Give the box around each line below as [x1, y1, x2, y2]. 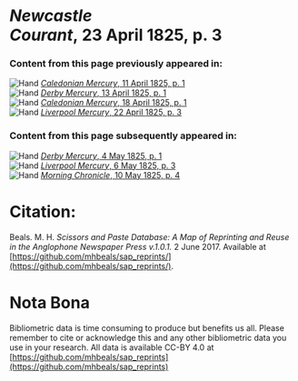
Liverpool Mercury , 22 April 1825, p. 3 [40, 106, 182, 118]
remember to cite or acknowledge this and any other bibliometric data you [9, 332, 287, 343]
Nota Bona [9, 292, 91, 313]
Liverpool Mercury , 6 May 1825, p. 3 [40, 160, 176, 171]
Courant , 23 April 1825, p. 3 [9, 25, 223, 45]
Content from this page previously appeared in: [9, 57, 223, 70]
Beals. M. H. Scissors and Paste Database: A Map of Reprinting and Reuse [9, 231, 290, 242]
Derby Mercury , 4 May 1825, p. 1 [40, 150, 163, 161]
